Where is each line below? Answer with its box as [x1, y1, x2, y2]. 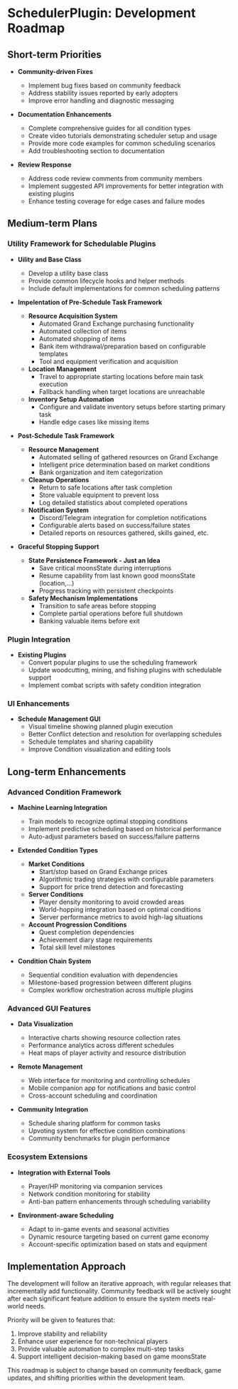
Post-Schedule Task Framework [17, 431, 115, 439]
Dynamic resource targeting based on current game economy [28, 1232, 210, 1241]
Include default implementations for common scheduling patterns [28, 283, 220, 293]
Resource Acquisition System [28, 311, 118, 320]
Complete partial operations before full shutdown [38, 609, 183, 618]
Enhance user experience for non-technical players [17, 1337, 168, 1346]
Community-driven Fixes [17, 68, 94, 76]
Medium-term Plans [7, 217, 98, 229]
